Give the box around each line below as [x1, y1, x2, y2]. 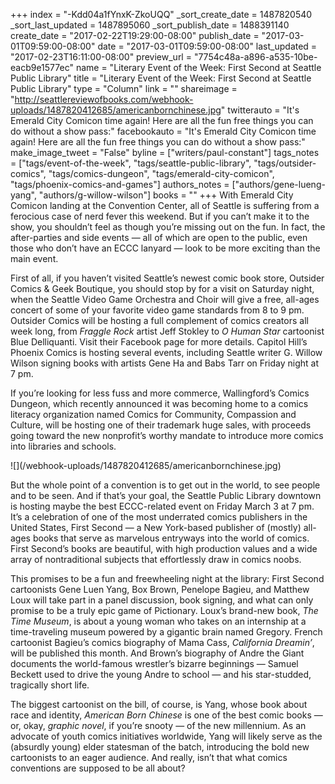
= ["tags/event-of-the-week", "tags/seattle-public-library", [10, 157, 252, 169]
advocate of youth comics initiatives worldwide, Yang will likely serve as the [10, 730, 323, 742]
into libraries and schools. [10, 440, 117, 452]
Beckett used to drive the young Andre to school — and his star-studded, [10, 669, 312, 680]
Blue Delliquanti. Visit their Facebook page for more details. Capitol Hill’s [10, 336, 308, 348]
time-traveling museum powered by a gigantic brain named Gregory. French [10, 626, 323, 638]
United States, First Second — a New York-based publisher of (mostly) [10, 522, 302, 533]
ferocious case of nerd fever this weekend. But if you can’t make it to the [10, 210, 310, 222]
